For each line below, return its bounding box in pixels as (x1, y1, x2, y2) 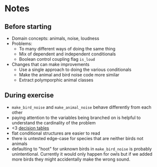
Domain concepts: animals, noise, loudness (11, 35, 100, 41)
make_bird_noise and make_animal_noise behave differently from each (11, 104, 152, 110)
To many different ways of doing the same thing (19, 46, 116, 51)
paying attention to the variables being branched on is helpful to (11, 115, 141, 120)
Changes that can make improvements (11, 62, 90, 67)
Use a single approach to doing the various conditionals (19, 67, 132, 72)
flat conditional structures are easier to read (11, 130, 100, 136)
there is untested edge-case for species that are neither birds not (11, 135, 144, 141)
